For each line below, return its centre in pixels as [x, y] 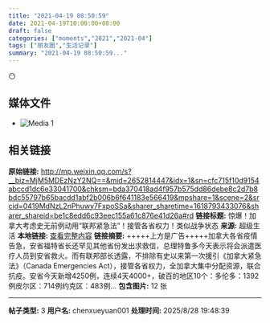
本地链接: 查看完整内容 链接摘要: [71, 235]
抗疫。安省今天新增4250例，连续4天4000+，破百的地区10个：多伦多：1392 [134, 276]
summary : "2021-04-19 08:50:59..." [68, 53]
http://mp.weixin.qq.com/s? [86, 171]
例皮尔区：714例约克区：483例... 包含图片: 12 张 [88, 285]
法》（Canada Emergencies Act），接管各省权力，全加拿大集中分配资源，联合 [135, 265]
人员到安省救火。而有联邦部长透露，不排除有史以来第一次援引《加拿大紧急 [138, 256]
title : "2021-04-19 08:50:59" [59, 16]
